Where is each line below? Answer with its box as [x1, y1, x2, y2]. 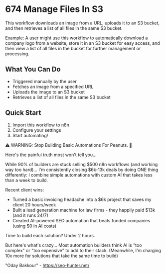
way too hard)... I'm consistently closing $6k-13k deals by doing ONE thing [5, 167, 159, 173]
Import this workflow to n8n [12, 122, 70, 128]
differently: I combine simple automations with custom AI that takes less [5, 172, 153, 178]
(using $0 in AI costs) [12, 223, 57, 229]
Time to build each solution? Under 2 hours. [5, 232, 96, 238]
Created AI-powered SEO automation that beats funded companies [12, 217, 151, 223]
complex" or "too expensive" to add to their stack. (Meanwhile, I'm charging [5, 247, 161, 253]
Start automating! [12, 132, 48, 138]
